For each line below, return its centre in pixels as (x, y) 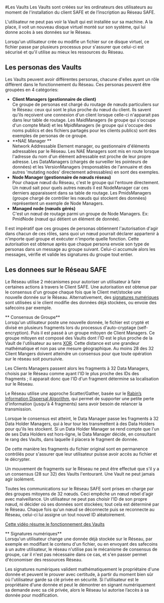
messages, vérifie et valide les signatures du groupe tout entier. (69, 254)
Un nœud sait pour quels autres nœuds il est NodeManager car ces (80, 188)
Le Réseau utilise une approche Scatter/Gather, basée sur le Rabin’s (73, 393)
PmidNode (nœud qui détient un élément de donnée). (66, 219)
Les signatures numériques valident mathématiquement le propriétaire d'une (82, 569)
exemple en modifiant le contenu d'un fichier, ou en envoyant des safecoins (82, 544)
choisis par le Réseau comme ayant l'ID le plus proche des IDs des (72, 373)
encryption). (18, 333)
